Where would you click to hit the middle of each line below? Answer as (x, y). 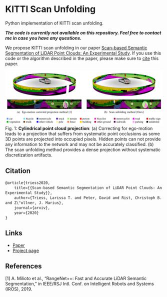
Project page (25, 250)
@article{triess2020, (28, 183)
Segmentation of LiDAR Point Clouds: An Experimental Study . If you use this (83, 53)
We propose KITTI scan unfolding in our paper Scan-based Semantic (76, 47)
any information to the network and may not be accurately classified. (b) (79, 144)
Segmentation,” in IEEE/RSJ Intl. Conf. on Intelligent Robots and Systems (79, 283)
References (23, 266)
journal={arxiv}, (32, 208)
